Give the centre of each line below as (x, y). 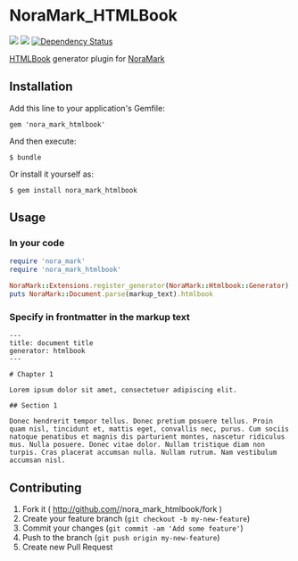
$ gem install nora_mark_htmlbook (74, 190)
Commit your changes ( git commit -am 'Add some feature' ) (132, 528)
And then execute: (43, 141)
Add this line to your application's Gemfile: (87, 108)
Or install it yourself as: (51, 174)
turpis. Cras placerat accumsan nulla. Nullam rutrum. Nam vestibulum (143, 453)
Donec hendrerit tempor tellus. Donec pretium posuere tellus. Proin (141, 421)
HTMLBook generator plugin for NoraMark (87, 58)
